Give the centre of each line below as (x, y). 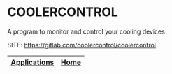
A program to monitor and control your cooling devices (86, 31)
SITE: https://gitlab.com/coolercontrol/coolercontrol (81, 45)
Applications (33, 62)
